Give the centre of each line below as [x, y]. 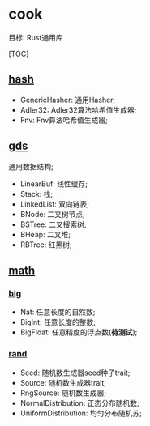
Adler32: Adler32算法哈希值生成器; [78, 109]
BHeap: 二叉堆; [45, 234]
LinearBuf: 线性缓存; [54, 184]
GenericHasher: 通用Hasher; [68, 100]
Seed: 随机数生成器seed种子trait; [75, 373]
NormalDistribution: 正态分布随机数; [79, 403]
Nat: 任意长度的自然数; [58, 312]
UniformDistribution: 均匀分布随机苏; [81, 413]
